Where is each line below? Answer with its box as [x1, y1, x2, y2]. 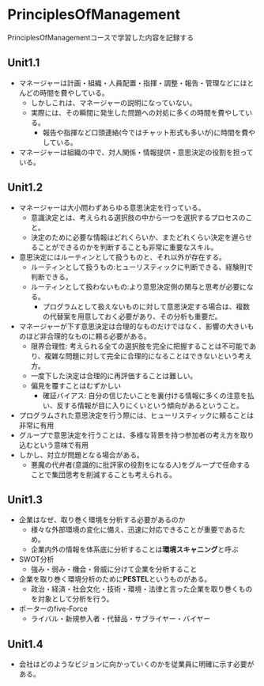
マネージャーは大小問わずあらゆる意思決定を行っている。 [18, 203, 206, 212]
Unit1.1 [7, 56, 40, 70]
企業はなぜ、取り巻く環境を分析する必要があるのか [18, 515, 186, 525]
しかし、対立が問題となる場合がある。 [18, 449, 144, 460]
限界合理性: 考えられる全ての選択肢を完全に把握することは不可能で [30, 341, 250, 351]
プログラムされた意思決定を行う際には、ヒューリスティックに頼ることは [18, 410, 255, 420]
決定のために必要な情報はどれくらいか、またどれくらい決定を [30, 232, 232, 242]
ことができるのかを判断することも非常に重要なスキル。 [37, 242, 218, 252]
